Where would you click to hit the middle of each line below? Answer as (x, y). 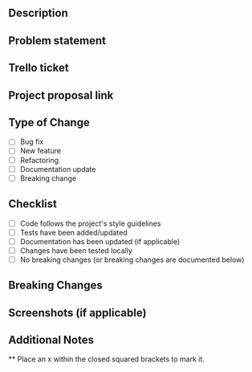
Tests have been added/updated (74, 232)
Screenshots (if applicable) (77, 313)
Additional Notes (51, 339)
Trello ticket (39, 68)
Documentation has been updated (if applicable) (100, 241)
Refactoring (39, 160)
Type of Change (49, 123)
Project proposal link (61, 95)
